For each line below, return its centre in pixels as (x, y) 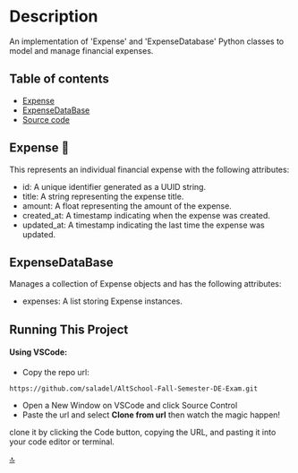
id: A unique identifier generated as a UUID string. (114, 186)
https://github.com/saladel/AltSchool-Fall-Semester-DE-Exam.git (133, 388)
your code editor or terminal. (62, 442)
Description (54, 17)
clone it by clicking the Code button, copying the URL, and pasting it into (143, 432)
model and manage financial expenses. (81, 50)
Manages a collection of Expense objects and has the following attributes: (145, 284)
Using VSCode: (38, 352)
